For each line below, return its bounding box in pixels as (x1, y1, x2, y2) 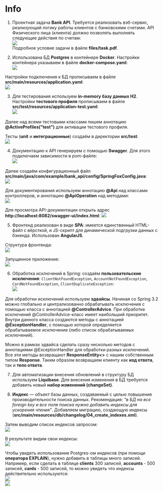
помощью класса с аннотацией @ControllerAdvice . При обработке (5, 306, 145, 312)
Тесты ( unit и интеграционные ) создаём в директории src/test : (5, 133, 139, 139)
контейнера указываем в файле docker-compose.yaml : (12, 59, 128, 65)
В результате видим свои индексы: (5, 436, 78, 441)
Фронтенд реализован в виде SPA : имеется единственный (12, 222, 135, 228)
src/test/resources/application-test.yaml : (12, 104, 99, 109)
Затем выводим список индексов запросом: (5, 421, 98, 427)
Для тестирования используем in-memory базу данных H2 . (12, 93, 138, 99)
